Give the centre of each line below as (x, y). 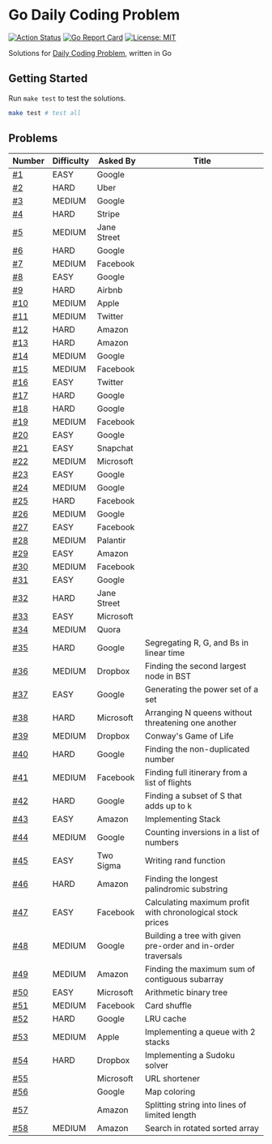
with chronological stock (191, 912)
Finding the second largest (195, 666)
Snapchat (115, 448)
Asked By (117, 161)
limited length (170, 1115)
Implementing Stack (183, 819)
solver (156, 1065)
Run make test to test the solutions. (67, 98)
